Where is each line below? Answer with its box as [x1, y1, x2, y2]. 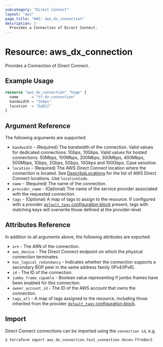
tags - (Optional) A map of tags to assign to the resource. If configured [12, 197, 156, 202]
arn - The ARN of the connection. [12, 243, 80, 249]
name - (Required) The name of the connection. [12, 181, 107, 187]
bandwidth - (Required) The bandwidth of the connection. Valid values [12, 144, 154, 150]
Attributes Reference [5, 221, 71, 229]
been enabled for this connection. [12, 280, 81, 286]
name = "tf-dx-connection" [9, 94, 76, 99]
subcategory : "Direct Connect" [5, 7, 69, 12]
